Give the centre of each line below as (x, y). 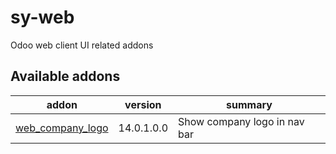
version (143, 104)
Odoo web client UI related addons (82, 45)
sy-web (42, 17)
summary (249, 104)
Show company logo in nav (241, 121)
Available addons (65, 76)
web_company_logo (62, 128)
